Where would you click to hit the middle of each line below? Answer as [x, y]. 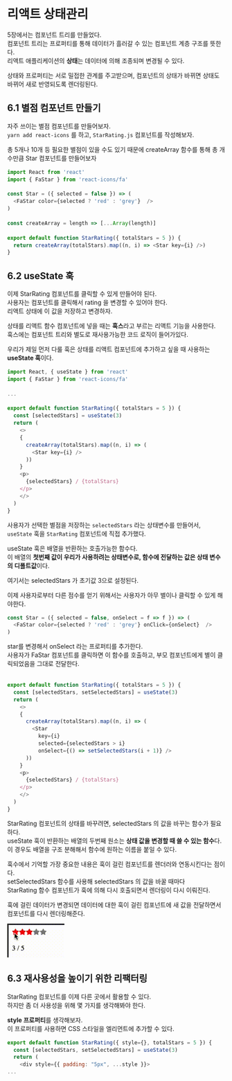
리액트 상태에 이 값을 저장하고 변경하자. [60, 311]
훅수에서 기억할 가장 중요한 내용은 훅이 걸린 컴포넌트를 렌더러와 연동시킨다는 [110, 864]
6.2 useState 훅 [41, 275]
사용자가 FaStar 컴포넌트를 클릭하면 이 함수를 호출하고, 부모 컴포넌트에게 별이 [111, 655]
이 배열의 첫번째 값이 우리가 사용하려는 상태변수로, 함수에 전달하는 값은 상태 [108, 557]
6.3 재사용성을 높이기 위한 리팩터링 [77, 979]
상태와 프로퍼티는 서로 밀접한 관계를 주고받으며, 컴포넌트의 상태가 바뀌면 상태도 [114, 75]
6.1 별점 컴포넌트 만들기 [54, 108]
